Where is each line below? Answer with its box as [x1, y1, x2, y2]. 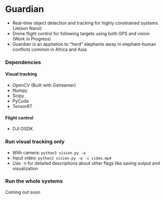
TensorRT [12, 103, 33, 109]
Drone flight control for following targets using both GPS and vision [12, 30, 150, 36]
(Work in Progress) [12, 36, 51, 42]
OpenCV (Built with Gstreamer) [12, 82, 76, 88]
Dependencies [5, 59, 41, 66]
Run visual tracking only [5, 138, 65, 145]
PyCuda [12, 98, 29, 104]
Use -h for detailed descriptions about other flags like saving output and [12, 160, 160, 166]
